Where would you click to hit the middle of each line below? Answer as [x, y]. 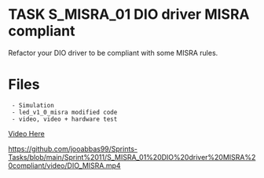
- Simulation [33, 105]
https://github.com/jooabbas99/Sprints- [73, 149]
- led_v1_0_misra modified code [64, 112]
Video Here [26, 133]
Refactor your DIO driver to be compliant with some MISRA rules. [113, 53]
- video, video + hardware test [64, 119]
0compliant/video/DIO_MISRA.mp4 [64, 165]
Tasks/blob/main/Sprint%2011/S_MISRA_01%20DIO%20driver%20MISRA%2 [132, 157]
